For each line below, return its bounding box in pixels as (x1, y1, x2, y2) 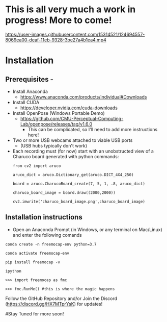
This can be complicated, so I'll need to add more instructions (27, 126, 158, 132)
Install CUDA (12, 99, 40, 105)
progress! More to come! (5, 14, 112, 26)
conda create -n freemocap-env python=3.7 (5, 241, 97, 247)
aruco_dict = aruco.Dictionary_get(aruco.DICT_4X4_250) (12, 172, 134, 177)
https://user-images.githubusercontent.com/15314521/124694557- (5, 31, 145, 37)
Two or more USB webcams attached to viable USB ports (12, 137, 133, 143)
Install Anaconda (12, 88, 48, 94)
